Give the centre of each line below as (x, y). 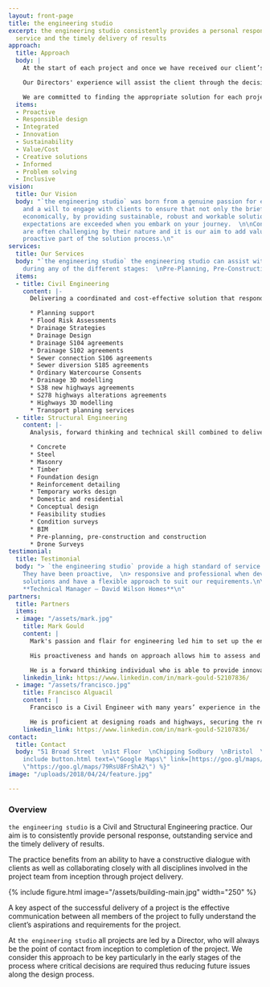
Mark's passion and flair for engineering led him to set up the (141, 641)
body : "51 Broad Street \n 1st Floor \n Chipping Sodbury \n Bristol (134, 752)
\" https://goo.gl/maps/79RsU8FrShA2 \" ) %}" (97, 767)
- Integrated (37, 127)
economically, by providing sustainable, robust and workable (129, 216)
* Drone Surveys (57, 544)
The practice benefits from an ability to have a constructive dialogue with (129, 859)
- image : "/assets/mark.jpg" (64, 619)
